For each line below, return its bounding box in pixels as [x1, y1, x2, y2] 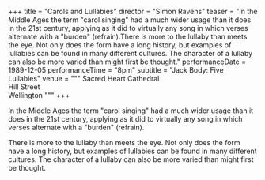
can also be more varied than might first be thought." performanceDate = [8, 57, 247, 66]
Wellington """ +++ [8, 91, 70, 99]
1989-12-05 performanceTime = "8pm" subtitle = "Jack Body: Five [8, 66, 224, 74]
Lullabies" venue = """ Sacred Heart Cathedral [8, 74, 160, 83]
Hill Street [8, 82, 41, 92]
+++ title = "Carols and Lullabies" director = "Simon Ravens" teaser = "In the [8, 7, 258, 16]
